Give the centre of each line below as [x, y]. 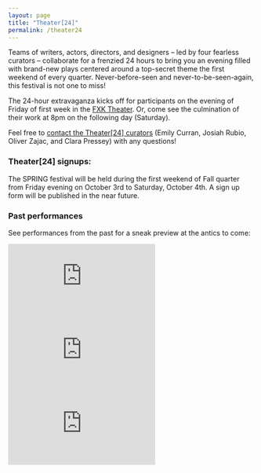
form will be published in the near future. [74, 195]
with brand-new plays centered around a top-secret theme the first [116, 69]
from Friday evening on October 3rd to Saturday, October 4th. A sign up [124, 187]
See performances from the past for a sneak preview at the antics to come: [129, 233]
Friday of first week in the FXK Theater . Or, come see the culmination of [124, 109]
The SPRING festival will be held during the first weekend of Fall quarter [124, 178]
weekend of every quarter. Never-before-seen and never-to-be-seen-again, [131, 77]
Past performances [46, 215]
